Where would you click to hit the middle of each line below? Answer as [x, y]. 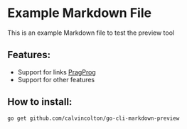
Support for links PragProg [57, 72]
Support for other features [56, 79]
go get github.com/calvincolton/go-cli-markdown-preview [93, 118]
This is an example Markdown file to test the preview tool [91, 33]
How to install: [40, 102]
